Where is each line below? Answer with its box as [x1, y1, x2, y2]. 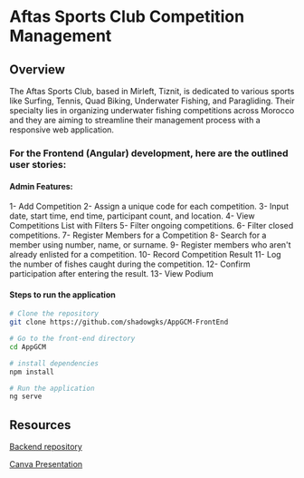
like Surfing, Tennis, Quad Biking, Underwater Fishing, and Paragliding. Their [9, 95, 295, 106]
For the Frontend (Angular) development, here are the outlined [9, 147, 289, 160]
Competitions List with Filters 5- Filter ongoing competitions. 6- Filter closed [9, 220, 294, 231]
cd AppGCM [9, 342, 47, 351]
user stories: [9, 158, 67, 171]
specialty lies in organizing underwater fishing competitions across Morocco [9, 105, 295, 115]
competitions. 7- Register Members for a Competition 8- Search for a [9, 229, 267, 241]
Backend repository [9, 442, 83, 453]
